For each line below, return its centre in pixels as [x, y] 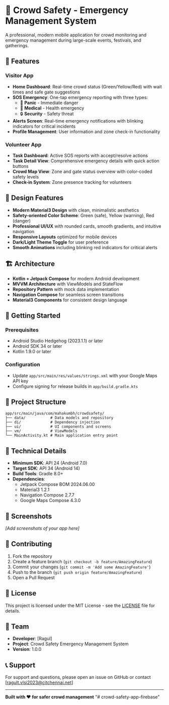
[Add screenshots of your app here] [42, 528]
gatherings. [17, 45]
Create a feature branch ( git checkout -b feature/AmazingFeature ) [82, 561]
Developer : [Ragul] [32, 639]
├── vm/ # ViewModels [41, 431]
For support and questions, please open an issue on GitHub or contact [78, 677]
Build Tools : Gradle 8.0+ [38, 474]
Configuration [23, 365]
